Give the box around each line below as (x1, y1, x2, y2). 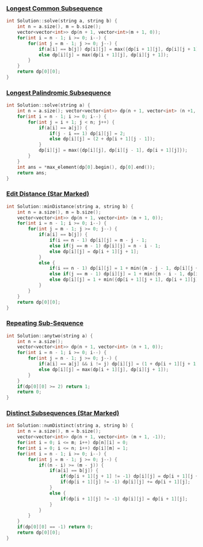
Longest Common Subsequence (6, 4, 103, 13)
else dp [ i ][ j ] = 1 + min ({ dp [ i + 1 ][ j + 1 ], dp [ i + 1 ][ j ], (49, 277, 201, 283)
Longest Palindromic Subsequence (6, 88, 111, 97)
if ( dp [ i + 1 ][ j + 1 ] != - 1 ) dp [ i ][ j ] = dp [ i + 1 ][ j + (60, 473, 199, 479)
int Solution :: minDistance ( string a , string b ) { (6, 203, 134, 209)
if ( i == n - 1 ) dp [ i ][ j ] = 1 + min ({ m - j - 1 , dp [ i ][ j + (49, 265, 199, 272)
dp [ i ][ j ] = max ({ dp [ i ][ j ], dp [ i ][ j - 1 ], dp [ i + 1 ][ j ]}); (38, 147, 188, 154)
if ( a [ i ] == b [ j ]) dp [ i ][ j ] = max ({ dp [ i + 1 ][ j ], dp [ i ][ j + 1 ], (38, 46, 201, 52)
